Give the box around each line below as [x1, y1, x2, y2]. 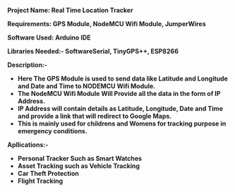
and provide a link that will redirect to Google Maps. [17, 112, 172, 120]
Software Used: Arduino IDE [7, 33, 91, 42]
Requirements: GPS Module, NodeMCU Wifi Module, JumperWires [7, 20, 206, 28]
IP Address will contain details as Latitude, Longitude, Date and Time [17, 104, 224, 112]
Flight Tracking [17, 176, 64, 185]
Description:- [7, 61, 48, 69]
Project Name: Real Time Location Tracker [7, 6, 133, 14]
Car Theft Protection [17, 169, 79, 177]
